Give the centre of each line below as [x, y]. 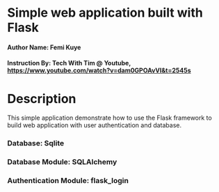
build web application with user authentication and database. [95, 125]
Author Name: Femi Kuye [44, 47]
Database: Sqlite [36, 143]
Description [42, 98]
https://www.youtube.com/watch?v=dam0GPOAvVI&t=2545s [99, 70]
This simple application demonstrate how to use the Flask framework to [109, 118]
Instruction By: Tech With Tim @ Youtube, [69, 63]
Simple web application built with [105, 13]
